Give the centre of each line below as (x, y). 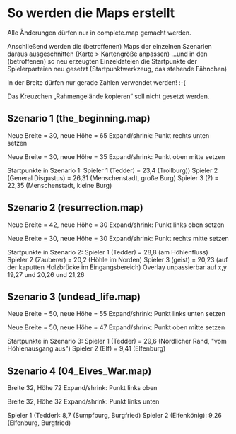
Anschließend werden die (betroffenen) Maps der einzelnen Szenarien (110, 46)
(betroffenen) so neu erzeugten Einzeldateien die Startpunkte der (102, 61)
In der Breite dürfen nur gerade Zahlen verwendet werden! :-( (96, 82)
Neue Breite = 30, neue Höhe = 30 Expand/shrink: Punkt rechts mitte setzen (118, 238)
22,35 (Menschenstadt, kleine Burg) (60, 185)
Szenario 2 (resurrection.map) (75, 207)
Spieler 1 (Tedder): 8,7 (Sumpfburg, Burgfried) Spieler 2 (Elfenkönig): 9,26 (115, 416)
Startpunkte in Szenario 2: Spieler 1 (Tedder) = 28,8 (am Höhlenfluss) (108, 252)
